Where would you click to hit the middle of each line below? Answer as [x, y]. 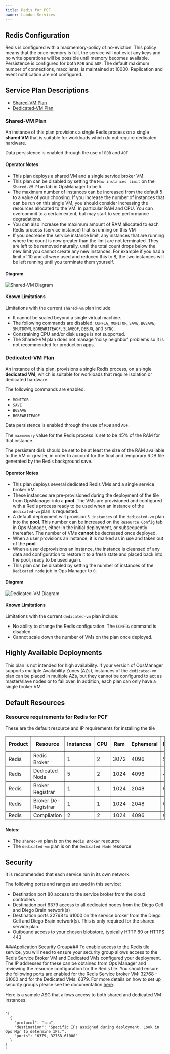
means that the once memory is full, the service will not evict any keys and [83, 53]
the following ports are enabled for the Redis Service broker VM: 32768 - [81, 974]
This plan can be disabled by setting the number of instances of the [83, 565]
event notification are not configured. [44, 75]
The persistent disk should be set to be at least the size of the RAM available [85, 450]
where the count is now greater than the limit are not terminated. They [86, 240]
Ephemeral [144, 744]
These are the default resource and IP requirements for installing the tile [80, 728]
